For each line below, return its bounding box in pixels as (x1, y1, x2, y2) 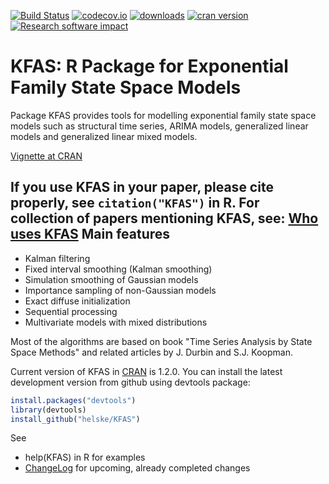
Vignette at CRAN (10, 150, 83, 162)
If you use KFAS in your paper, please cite (10, 179, 274, 196)
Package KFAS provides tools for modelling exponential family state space (10, 109, 317, 121)
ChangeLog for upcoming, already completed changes (24, 462, 251, 474)
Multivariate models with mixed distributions (24, 316, 208, 328)
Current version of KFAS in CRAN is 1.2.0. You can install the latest (10, 365, 283, 377)
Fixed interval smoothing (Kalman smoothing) (24, 263, 213, 275)
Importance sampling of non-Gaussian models (24, 284, 217, 296)
